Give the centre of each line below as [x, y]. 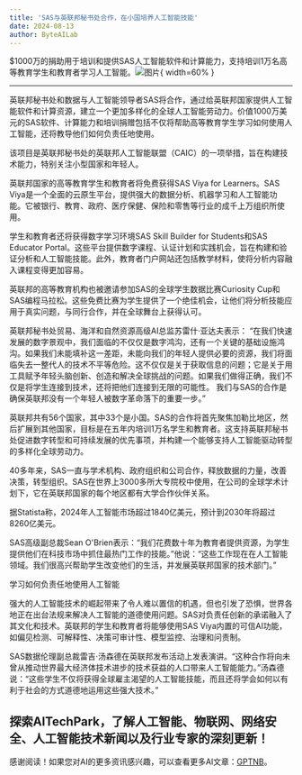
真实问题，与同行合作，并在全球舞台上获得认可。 [115, 312]
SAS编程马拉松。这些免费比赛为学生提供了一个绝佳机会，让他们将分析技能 [147, 301]
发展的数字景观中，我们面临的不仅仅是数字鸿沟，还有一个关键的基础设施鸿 [147, 342]
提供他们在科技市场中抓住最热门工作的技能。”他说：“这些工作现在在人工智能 [149, 554]
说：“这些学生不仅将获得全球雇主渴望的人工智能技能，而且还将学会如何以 [145, 679]
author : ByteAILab [44, 34]
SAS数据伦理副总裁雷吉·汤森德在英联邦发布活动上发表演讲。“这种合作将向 [146, 656]
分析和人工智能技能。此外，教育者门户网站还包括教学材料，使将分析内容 [151, 259]
